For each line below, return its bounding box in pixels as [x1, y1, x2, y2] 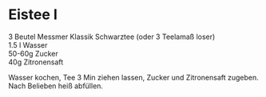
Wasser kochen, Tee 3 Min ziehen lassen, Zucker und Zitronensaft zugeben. [8, 72, 260, 82]
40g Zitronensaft [8, 57, 64, 67]
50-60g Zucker [8, 48, 58, 58]
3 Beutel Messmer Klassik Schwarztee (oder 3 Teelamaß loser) [8, 32, 216, 41]
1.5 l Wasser [8, 40, 48, 49]
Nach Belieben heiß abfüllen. [8, 81, 104, 91]
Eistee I [8, 6, 58, 24]
